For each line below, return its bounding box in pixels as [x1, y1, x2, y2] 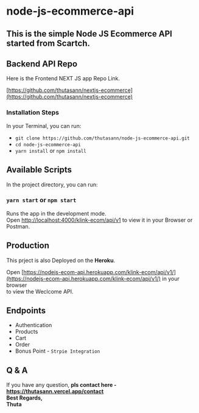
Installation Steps [6, 108, 60, 117]
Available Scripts [6, 164, 72, 175]
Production [6, 241, 50, 251]
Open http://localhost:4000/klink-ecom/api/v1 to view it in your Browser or [6, 216, 193, 224]
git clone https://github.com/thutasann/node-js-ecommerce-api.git [15, 135, 190, 141]
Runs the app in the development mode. [6, 210, 106, 217]
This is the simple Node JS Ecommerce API [6, 29, 172, 39]
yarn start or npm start [6, 196, 77, 205]
